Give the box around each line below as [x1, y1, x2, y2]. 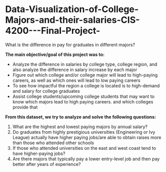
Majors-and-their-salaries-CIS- [5, 14, 140, 26]
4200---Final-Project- [5, 25, 101, 36]
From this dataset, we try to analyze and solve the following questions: [5, 113, 156, 120]
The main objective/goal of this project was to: [5, 51, 105, 58]
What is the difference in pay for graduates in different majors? [5, 41, 135, 47]
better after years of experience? [12, 161, 81, 167]
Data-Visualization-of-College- [5, 4, 139, 15]
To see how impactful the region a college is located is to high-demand [12, 82, 160, 89]
